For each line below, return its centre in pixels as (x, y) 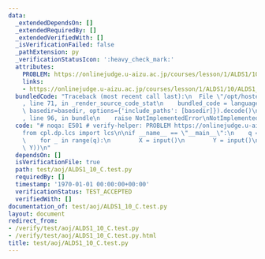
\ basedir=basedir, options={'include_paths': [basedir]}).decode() (137, 111)
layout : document (37, 214)
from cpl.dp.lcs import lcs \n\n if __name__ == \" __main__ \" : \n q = (141, 133)
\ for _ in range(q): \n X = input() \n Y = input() (137, 140)
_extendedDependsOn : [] (54, 23)
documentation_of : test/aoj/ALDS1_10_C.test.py (88, 206)
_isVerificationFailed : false (65, 45)
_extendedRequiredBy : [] (56, 30)
